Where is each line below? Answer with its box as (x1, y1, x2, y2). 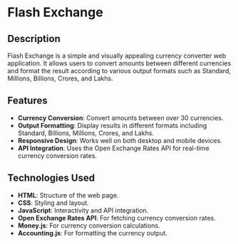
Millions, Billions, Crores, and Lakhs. (7, 74, 114, 83)
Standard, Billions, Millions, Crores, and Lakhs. (17, 129, 155, 137)
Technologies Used (7, 172, 95, 184)
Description (7, 33, 61, 45)
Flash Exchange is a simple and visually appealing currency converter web (7, 51, 227, 60)
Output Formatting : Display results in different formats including (17, 121, 207, 129)
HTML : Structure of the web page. (17, 191, 119, 199)
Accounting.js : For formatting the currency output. (17, 228, 168, 237)
